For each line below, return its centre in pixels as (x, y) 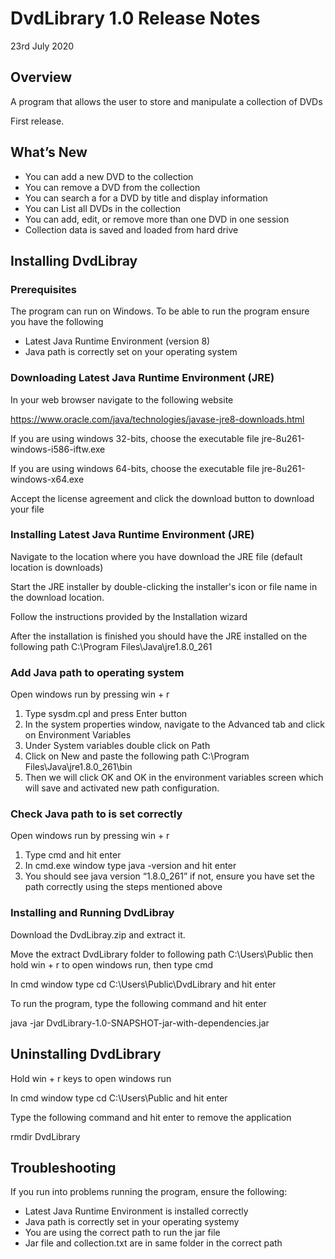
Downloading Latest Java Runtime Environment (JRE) (142, 378)
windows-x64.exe (47, 479)
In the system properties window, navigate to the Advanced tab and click (175, 724)
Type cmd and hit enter (73, 855)
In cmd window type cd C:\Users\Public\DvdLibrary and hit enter (143, 984)
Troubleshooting (63, 1167)
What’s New (49, 152)
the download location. (57, 597)
